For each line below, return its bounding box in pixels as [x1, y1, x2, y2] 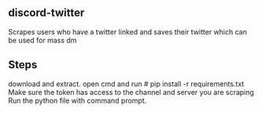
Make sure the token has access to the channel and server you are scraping [8, 87, 254, 97]
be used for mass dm [8, 35, 77, 45]
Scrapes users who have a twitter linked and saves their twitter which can [8, 27, 248, 36]
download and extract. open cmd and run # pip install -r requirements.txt [8, 78, 245, 89]
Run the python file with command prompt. [8, 96, 147, 105]
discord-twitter [8, 6, 85, 20]
